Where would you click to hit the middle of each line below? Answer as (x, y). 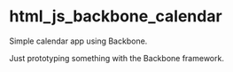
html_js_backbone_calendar (116, 16)
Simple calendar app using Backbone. (78, 41)
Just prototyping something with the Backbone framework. (116, 58)
